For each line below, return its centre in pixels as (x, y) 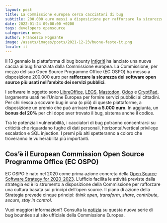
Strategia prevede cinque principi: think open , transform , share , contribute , (82, 195)
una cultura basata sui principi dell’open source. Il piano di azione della (78, 190)
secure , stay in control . (29, 200)
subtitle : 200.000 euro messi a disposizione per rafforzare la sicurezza (84, 19)
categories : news (23, 33)
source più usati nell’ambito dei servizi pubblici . (55, 82)
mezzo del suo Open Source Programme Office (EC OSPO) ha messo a (78, 71)
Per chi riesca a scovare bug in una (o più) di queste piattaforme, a (73, 102)
